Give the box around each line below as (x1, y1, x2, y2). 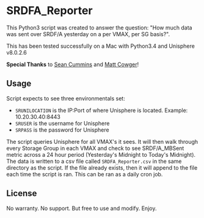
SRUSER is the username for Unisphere (15, 119, 110, 127)
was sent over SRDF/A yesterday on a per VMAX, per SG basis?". (6, 30, 170, 37)
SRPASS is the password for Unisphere (15, 126, 109, 133)
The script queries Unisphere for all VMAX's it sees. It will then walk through (6, 138, 199, 145)
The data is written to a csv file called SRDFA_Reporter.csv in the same (6, 157, 182, 165)
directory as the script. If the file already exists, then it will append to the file (6, 163, 198, 171)
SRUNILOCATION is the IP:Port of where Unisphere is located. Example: (15, 107, 188, 114)
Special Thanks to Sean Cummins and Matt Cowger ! (6, 61, 139, 68)
